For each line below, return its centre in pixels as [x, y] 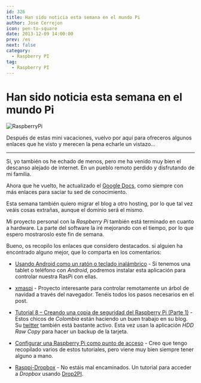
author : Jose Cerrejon [34, 23]
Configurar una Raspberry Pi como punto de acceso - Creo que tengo [101, 343]
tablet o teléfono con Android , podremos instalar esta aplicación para [100, 270]
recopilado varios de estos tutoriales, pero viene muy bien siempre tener [104, 349]
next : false [21, 45]
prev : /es [19, 39]
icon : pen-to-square [32, 28]
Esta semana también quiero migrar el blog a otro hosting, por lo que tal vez [100, 203]
